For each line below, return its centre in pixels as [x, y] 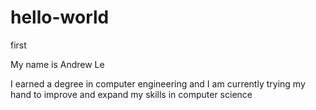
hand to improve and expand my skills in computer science [131, 94]
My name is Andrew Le [57, 64]
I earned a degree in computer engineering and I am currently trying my [158, 83]
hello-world [60, 17]
